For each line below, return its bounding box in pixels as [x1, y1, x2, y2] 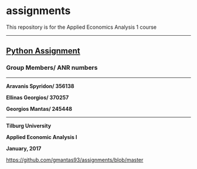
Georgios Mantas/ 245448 [6, 105, 72, 112]
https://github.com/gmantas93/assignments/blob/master [6, 156, 144, 163]
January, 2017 [6, 145, 42, 152]
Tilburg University [6, 122, 52, 129]
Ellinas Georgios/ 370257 [6, 94, 69, 101]
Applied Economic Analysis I [6, 133, 77, 140]
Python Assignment [6, 46, 80, 56]
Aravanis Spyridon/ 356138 [6, 82, 74, 89]
